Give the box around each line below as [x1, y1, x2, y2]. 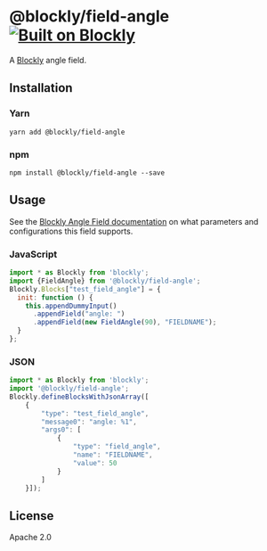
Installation [9, 80, 73, 95]
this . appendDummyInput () [25, 301, 117, 310]
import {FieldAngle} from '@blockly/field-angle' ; [9, 276, 201, 285]
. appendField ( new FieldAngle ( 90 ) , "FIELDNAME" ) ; [32, 318, 217, 327]
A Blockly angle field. [9, 54, 87, 65]
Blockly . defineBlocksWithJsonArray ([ [9, 392, 150, 401]
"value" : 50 [72, 458, 117, 467]
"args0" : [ [41, 425, 82, 434]
